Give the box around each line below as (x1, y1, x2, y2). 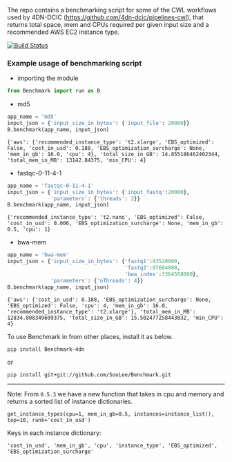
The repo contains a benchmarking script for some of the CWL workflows (7, 6, 217, 14)
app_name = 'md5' (7, 113, 57, 120)
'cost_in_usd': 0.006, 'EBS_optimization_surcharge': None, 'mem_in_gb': (7, 220, 224, 227)
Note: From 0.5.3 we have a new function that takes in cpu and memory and (7, 389, 224, 398)
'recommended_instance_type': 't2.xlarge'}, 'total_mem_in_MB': (7, 308, 196, 315)
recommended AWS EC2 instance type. (7, 28, 119, 36)
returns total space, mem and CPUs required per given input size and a (7, 21, 209, 28)
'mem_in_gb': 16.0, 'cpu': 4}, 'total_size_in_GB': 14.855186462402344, (7, 151, 221, 157)
